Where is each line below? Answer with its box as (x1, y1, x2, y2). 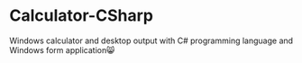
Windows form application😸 (9, 44, 115, 55)
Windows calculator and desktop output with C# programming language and (9, 35, 294, 46)
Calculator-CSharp (9, 5, 153, 26)
